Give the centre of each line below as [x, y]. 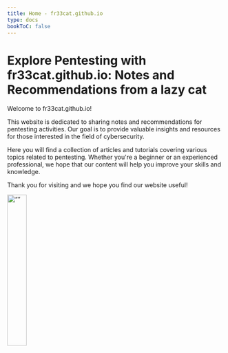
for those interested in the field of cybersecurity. [76, 137]
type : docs [23, 20]
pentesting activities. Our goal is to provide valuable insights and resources [114, 129]
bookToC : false [29, 26]
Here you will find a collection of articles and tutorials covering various [107, 150]
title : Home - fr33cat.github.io [55, 13]
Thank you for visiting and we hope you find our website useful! [97, 185]
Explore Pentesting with [77, 60]
